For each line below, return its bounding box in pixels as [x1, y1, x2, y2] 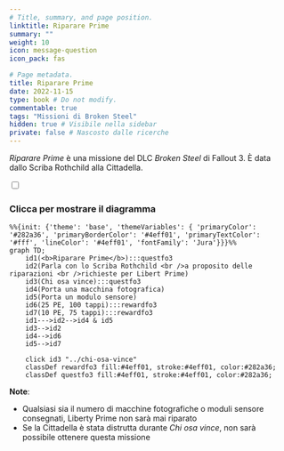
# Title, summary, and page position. [9, 12, 153, 22]
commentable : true [9, 103, 77, 112]
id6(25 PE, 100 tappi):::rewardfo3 [25, 301, 158, 310]
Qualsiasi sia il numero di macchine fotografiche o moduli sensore [21, 404, 264, 415]
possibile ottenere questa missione [21, 432, 151, 443]
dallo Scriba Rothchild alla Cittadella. [9, 162, 144, 173]
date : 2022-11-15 [9, 86, 74, 96]
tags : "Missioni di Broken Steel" [9, 112, 138, 121]
